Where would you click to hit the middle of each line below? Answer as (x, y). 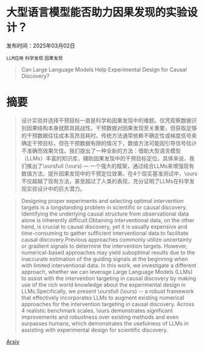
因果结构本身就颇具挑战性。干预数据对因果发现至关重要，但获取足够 (112, 128)
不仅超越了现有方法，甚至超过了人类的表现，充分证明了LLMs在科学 (105, 181)
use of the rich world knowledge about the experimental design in (104, 285)
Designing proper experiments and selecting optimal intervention (102, 200)
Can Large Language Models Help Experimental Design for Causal (104, 69)
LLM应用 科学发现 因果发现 (35, 58)
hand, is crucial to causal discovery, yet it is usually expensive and (104, 227)
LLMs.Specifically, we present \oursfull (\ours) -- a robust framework (107, 291)
